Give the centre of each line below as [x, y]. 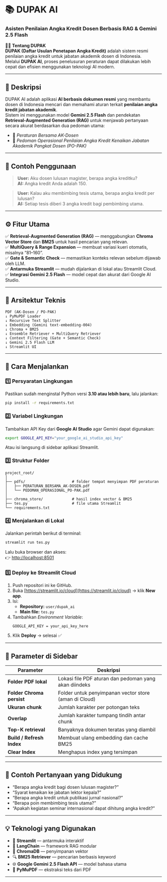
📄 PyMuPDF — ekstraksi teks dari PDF [52, 870]
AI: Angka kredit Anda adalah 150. [52, 184]
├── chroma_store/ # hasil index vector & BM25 [69, 499]
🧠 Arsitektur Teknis [36, 300]
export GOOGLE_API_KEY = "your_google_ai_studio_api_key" [64, 438]
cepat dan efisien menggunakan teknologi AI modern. [60, 67]
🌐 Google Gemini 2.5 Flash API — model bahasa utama [69, 864]
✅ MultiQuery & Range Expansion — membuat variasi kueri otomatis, [77, 247]
